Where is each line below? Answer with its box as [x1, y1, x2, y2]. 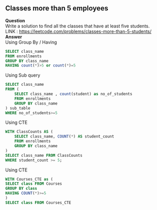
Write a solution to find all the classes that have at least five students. [5, 23, 150, 29]
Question [5, 17, 25, 23]
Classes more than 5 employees [5, 4, 108, 13]
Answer [5, 33, 22, 40]
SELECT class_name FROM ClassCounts [5, 153, 83, 158]
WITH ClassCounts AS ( [5, 129, 53, 134]
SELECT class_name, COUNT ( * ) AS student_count [14, 134, 114, 139]
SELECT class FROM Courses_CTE [5, 200, 71, 205]
